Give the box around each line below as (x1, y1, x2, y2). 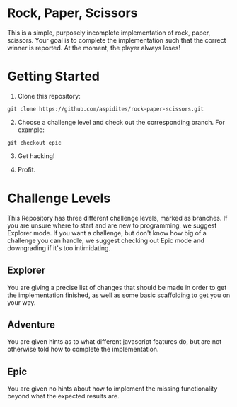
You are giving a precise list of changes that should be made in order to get (7, 283, 227, 291)
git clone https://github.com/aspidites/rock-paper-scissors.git (7, 105, 204, 113)
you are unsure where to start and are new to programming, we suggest (7, 221, 217, 230)
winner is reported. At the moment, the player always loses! (7, 43, 180, 52)
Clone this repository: (17, 91, 81, 100)
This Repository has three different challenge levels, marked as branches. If (7, 213, 228, 222)
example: (17, 126, 45, 134)
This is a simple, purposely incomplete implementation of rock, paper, (7, 28, 211, 37)
